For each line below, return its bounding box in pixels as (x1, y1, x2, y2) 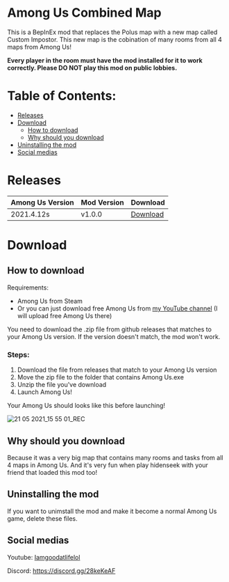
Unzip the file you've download (17, 381, 107, 389)
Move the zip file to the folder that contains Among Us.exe (17, 373, 184, 382)
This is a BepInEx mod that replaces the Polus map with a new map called (7, 28, 218, 36)
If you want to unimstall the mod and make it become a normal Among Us (7, 507, 217, 515)
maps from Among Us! (7, 42, 71, 51)
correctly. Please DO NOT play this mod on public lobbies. (7, 63, 178, 72)
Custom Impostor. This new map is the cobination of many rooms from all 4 (7, 35, 222, 43)
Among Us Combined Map (7, 5, 162, 21)
